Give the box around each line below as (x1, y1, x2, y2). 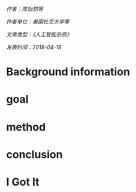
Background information (6, 65, 131, 79)
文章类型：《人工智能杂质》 (6, 31, 72, 38)
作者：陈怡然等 (6, 5, 43, 12)
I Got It (6, 175, 40, 188)
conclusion (6, 147, 63, 161)
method (6, 120, 46, 134)
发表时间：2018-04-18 (6, 44, 62, 51)
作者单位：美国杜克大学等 (6, 18, 69, 25)
